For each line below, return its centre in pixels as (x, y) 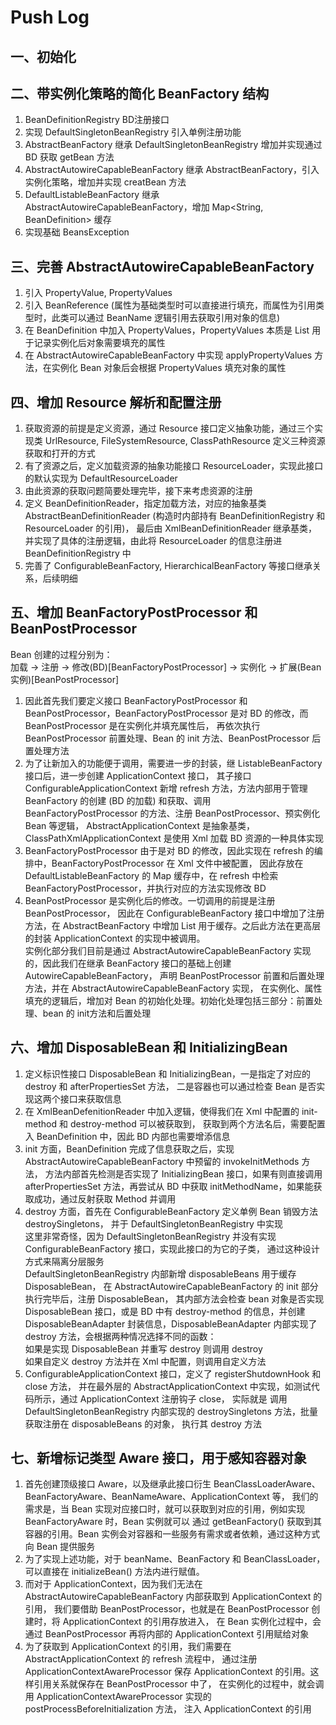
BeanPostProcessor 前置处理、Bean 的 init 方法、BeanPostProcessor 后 (173, 738)
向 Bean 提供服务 (60, 1547)
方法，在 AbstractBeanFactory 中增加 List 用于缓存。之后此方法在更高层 (173, 925)
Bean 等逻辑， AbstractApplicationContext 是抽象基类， (140, 825)
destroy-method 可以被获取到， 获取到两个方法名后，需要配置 (197, 1123)
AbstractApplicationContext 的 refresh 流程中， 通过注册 (141, 1659)
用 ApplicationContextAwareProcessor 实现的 (118, 1697)
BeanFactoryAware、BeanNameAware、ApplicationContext (147, 1497)
